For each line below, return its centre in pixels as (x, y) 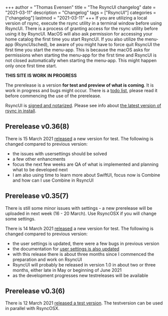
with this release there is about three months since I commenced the (83, 254)
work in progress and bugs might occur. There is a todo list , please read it (81, 90)
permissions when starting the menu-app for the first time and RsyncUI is (81, 55)
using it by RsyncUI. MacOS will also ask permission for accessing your (79, 34)
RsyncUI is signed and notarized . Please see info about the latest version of (83, 105)
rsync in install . (21, 111)
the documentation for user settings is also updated (66, 249)
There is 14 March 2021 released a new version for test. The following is (79, 228)
